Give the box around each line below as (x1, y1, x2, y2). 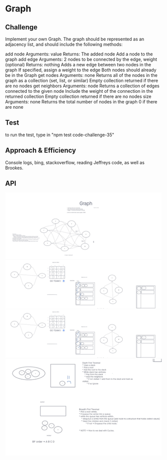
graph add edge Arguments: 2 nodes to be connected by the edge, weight (5, 56, 158, 62)
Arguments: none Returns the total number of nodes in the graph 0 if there (5, 99, 158, 105)
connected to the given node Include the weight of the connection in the (5, 88, 153, 94)
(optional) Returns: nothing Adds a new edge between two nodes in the (5, 62, 152, 67)
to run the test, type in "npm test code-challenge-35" (5, 132, 114, 138)
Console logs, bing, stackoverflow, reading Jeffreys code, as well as (5, 159, 145, 165)
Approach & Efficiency (5, 146, 76, 155)
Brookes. (5, 165, 23, 171)
